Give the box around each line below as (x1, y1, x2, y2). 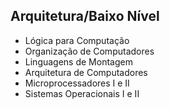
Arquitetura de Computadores (24, 66, 148, 78)
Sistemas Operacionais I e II (24, 87, 140, 99)
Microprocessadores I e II (24, 77, 130, 89)
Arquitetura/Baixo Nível (10, 8, 160, 25)
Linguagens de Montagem (24, 55, 133, 68)
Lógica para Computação (24, 34, 130, 46)
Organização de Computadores (24, 45, 155, 57)
